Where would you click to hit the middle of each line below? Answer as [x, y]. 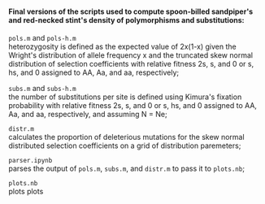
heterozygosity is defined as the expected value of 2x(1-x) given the [123, 47]
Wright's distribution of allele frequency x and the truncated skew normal [131, 55]
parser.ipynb [30, 161]
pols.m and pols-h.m [42, 38]
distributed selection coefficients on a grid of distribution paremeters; [125, 145]
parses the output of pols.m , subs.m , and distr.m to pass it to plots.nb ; [127, 169]
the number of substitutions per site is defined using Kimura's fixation [125, 97]
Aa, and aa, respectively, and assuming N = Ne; [88, 115]
